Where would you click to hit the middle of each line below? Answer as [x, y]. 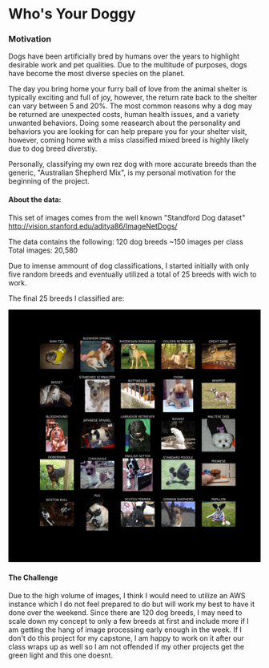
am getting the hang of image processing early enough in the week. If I [125, 630]
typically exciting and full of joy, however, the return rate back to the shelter [133, 98]
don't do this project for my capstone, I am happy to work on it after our [126, 638]
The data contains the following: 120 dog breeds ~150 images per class [126, 241]
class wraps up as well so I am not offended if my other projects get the [126, 646]
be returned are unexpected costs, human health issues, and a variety [124, 115]
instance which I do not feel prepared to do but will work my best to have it [131, 604]
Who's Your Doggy [72, 14]
